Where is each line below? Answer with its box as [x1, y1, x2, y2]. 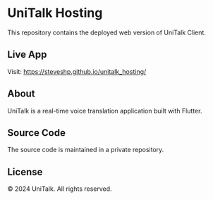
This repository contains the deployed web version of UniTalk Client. [7, 28, 207, 37]
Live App [7, 49, 47, 61]
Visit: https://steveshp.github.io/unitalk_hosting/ [7, 67, 147, 75]
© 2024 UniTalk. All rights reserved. [7, 185, 112, 193]
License [7, 165, 43, 177]
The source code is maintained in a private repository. [7, 146, 164, 154]
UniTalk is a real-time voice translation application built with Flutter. [7, 106, 202, 115]
